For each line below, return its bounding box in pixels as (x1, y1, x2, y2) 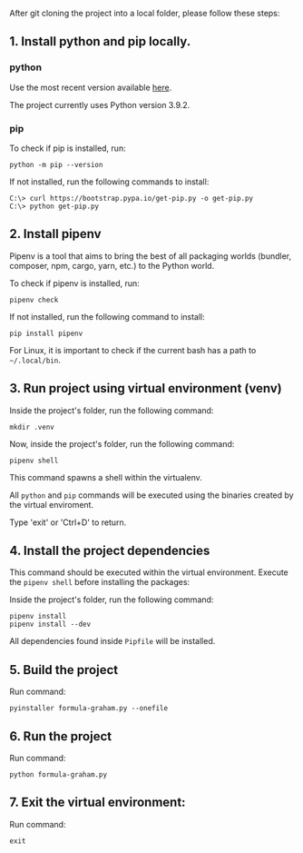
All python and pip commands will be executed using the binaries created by (9, 490, 294, 501)
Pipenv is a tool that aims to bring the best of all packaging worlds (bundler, (9, 250, 292, 262)
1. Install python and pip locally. (9, 34, 191, 49)
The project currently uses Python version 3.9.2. (9, 99, 191, 110)
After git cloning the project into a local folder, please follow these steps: (9, 8, 280, 18)
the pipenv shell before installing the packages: (9, 577, 191, 588)
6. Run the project (9, 729, 112, 744)
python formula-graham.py (9, 770, 107, 779)
